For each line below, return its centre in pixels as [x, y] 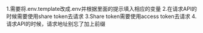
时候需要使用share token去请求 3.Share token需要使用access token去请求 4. [101, 16]
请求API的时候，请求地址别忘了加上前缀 [56, 24]
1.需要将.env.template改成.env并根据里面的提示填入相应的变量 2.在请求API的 [102, 9]
